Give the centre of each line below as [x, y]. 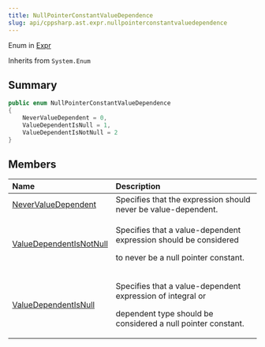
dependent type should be [164, 314]
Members [32, 164]
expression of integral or [161, 296]
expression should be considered [177, 240]
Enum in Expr [30, 45]
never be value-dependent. [167, 209]
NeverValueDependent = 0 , [65, 118]
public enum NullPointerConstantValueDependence [90, 103]
